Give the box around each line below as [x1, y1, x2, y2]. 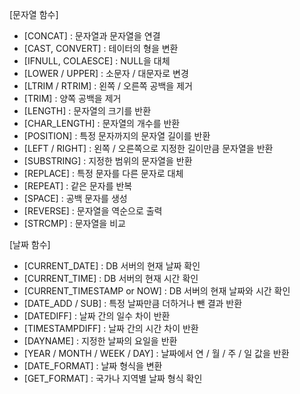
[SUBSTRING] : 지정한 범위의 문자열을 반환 [23, 155, 193, 167]
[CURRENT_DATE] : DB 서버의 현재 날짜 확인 [23, 260, 201, 272]
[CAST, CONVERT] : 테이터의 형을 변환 [23, 43, 179, 54]
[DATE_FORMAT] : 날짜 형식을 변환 [23, 360, 163, 372]
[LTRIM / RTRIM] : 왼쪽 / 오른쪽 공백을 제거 [23, 80, 193, 92]
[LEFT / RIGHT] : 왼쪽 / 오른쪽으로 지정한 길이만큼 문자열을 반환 [23, 143, 274, 154]
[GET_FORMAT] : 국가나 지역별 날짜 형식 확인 [23, 373, 203, 384]
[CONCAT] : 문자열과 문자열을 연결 [23, 30, 161, 42]
